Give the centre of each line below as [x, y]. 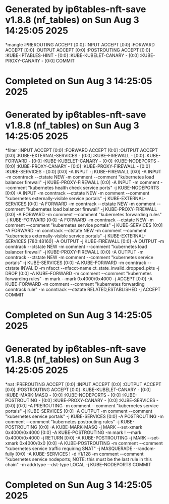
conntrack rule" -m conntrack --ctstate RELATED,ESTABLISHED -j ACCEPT [83, 290]
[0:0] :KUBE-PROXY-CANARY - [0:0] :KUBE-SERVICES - [100, 400]
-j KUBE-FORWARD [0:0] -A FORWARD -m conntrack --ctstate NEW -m [79, 220]
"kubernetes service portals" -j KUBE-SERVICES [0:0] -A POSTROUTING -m [84, 416]
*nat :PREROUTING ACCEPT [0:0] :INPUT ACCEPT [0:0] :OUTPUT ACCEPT [83, 385]
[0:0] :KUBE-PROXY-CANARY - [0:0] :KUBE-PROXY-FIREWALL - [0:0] [78, 166]
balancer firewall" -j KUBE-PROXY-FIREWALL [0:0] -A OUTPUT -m [74, 252]
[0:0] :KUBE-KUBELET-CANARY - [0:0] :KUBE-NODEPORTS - [96, 161]
